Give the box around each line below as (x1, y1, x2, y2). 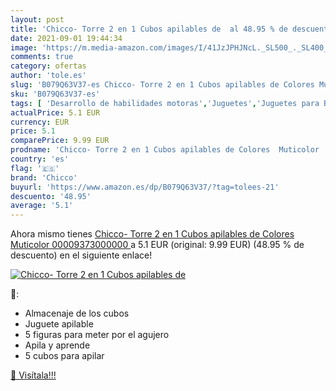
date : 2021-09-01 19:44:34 (10, 33, 123, 43)
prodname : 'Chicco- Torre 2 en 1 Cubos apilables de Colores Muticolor (10, 145, 320, 155)
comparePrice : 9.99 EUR (10, 136, 110, 146)
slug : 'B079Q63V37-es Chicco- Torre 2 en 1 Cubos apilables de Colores (10, 80, 315, 90)
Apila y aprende (24, 339, 91, 351)
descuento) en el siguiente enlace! (10, 249, 153, 261)
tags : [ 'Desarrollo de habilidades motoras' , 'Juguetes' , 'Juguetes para (10, 98, 320, 108)
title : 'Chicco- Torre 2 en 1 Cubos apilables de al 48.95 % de (10, 24, 288, 34)
